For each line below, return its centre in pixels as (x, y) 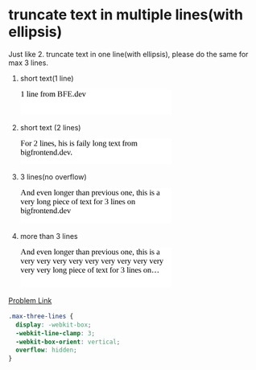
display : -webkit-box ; (54, 325)
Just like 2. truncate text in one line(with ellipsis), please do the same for (128, 54)
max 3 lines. (28, 63)
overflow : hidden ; (47, 350)
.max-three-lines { (41, 316)
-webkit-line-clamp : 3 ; (55, 333)
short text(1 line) (47, 78)
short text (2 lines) (50, 127)
